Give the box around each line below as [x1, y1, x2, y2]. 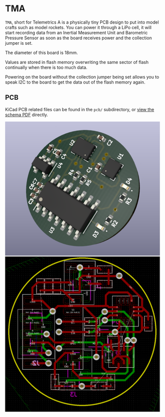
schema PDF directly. [5, 112, 48, 118]
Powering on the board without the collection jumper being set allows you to [5, 74, 160, 80]
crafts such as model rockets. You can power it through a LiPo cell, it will [5, 24, 152, 30]
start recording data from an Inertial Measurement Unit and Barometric [5, 30, 148, 35]
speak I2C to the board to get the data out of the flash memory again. [5, 79, 146, 85]
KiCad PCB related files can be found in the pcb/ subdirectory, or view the [5, 106, 155, 112]
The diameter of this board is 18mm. [5, 50, 78, 56]
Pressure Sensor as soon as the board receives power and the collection [5, 35, 152, 41]
